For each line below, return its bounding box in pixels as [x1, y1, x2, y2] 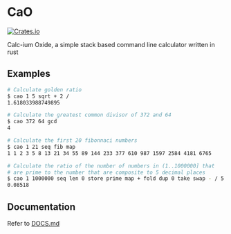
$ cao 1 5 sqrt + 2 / [7, 93, 70, 100]
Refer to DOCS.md [7, 219, 60, 227]
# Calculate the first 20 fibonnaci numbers [7, 137, 138, 144]
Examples [7, 68, 50, 80]
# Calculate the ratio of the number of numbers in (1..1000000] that [7, 162, 215, 170]
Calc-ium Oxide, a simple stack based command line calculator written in [7, 40, 216, 48]
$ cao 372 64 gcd [7, 118, 57, 125]
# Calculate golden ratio [7, 86, 82, 93]
